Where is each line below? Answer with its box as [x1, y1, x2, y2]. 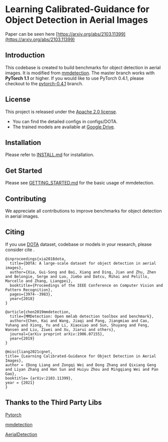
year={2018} [10, 296, 35, 301]
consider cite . [5, 247, 35, 253]
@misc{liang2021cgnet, [5, 349, 53, 354]
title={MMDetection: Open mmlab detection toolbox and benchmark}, [10, 314, 154, 319]
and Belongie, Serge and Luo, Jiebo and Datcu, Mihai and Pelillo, [5, 274, 150, 279]
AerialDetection [5, 431, 38, 437]
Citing [5, 228, 25, 236]
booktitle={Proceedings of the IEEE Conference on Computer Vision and [10, 283, 163, 288]
